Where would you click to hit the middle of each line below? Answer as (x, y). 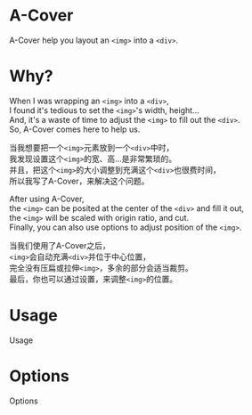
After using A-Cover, (47, 199)
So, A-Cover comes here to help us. (75, 129)
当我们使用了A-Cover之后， (60, 245)
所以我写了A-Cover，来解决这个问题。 (79, 181)
